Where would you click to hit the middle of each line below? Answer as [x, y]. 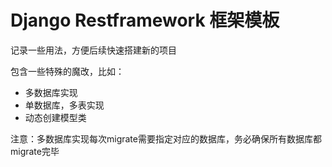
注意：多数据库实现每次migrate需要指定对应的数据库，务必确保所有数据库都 [166, 138]
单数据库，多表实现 [64, 105]
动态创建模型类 [55, 117]
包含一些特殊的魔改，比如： [67, 71]
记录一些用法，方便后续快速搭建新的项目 [93, 50]
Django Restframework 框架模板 [145, 20]
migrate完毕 [35, 151]
